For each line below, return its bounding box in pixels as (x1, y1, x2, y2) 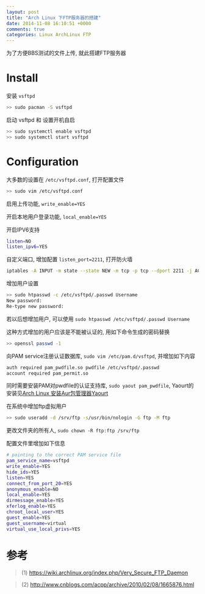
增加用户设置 (6, 280, 38, 287)
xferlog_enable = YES (6, 503, 56, 509)
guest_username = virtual (6, 520, 67, 527)
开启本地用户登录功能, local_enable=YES (6, 212, 107, 220)
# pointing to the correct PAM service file (6, 452, 121, 458)
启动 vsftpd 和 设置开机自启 (6, 116, 75, 123)
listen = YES (6, 475, 34, 481)
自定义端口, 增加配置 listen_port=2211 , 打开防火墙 (6, 255, 133, 263)
